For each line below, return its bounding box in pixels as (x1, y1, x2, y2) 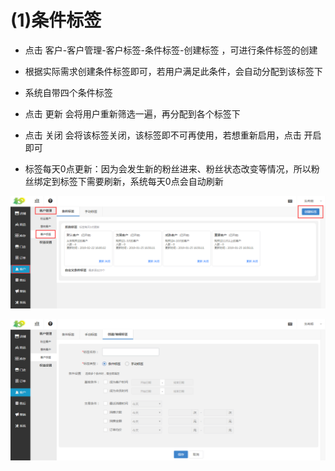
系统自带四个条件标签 (24, 86, 113, 98)
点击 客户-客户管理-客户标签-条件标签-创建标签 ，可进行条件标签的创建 (24, 44, 318, 56)
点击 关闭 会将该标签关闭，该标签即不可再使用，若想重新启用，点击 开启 (24, 129, 322, 141)
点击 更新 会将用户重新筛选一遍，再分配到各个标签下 (24, 107, 241, 120)
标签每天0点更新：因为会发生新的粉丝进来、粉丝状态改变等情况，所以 (24, 162, 312, 175)
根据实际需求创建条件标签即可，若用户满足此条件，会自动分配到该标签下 (24, 65, 323, 77)
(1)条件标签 (10, 9, 102, 32)
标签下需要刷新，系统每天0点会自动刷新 (59, 175, 224, 187)
